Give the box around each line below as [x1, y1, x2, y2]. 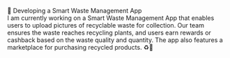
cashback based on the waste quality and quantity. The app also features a [7, 36, 223, 44]
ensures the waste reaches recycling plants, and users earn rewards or [7, 28, 211, 37]
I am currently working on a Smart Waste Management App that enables [7, 14, 215, 22]
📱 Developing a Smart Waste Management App [7, 7, 142, 14]
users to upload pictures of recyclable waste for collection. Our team [7, 21, 204, 29]
